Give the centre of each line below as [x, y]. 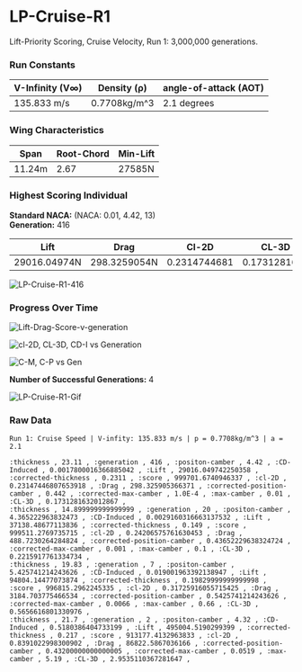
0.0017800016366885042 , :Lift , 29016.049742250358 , [154, 470]
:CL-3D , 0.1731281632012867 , [68, 502]
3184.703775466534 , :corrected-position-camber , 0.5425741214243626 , [148, 596]
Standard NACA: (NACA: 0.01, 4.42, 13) [82, 215]
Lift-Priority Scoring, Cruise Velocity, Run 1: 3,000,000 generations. [134, 41]
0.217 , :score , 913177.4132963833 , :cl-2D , [148, 636]
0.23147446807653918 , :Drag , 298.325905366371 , [106, 486]
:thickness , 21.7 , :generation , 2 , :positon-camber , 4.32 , [134, 620]
